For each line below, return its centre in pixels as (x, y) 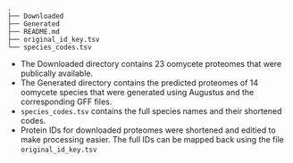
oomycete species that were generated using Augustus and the (137, 92)
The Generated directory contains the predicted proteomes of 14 (139, 83)
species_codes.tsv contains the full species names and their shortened (151, 111)
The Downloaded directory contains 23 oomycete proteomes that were (151, 64)
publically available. (57, 73)
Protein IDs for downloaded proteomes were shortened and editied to (148, 130)
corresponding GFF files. (66, 102)
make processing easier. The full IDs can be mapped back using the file (152, 139)
